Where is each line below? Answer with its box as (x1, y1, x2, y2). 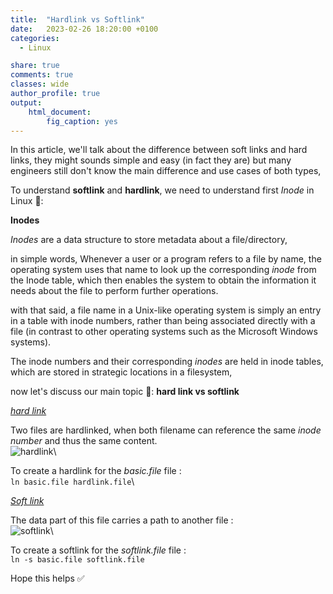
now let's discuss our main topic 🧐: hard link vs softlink (10, 386, 240, 398)
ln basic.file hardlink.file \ (10, 476, 135, 488)
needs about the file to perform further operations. (10, 285, 219, 297)
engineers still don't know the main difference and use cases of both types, (10, 165, 322, 177)
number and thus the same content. (10, 435, 158, 447)
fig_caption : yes (46, 116, 118, 126)
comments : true (10, 70, 74, 80)
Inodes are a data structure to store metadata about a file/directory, (10, 234, 288, 246)
